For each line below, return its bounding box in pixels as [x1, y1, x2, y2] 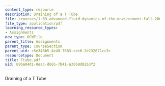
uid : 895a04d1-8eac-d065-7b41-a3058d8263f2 [5, 62, 96, 67]
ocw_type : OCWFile [5, 35, 43, 40]
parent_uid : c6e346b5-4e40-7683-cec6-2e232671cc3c [5, 48, 111, 53]
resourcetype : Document [5, 53, 54, 58]
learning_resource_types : [5, 26, 58, 30]
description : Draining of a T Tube [5, 12, 78, 17]
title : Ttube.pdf [5, 57, 41, 62]
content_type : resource [5, 7, 54, 12]
